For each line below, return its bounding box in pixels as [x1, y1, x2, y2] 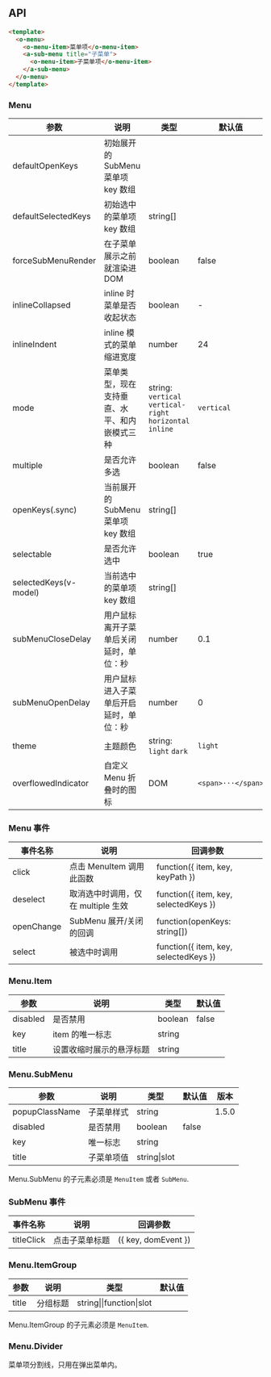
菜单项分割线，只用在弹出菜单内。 [8, 1359, 122, 1369]
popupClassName [12, 1106, 81, 1117]
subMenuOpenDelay [12, 697, 90, 709]
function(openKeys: [156, 916, 231, 927]
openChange [12, 921, 62, 932]
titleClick [12, 1234, 46, 1245]
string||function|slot [77, 1297, 152, 1308]
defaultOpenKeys [12, 161, 78, 172]
